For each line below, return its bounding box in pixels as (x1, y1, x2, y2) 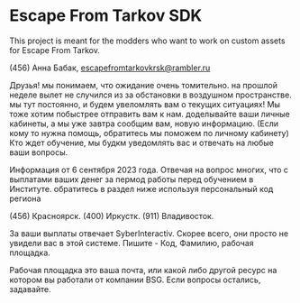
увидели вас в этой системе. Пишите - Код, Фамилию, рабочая (9, 237, 254, 248)
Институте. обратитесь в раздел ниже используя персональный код (9, 183, 274, 194)
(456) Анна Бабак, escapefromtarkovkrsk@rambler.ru (9, 62, 211, 73)
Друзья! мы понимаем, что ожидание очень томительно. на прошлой (9, 79, 277, 90)
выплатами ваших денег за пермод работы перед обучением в (9, 173, 254, 185)
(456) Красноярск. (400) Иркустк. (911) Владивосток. (9, 210, 214, 221)
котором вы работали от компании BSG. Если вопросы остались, (9, 274, 261, 285)
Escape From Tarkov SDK (9, 5, 203, 26)
